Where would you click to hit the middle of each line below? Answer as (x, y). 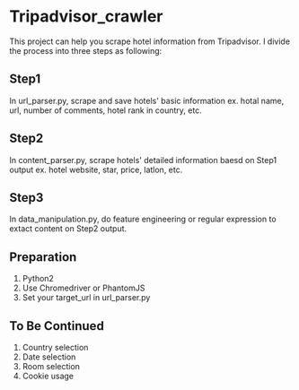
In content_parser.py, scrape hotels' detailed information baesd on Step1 (143, 160)
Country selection (55, 347)
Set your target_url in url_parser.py (86, 298)
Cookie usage (48, 376)
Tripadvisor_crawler (86, 17)
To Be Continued (57, 326)
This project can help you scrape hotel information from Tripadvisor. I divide (149, 41)
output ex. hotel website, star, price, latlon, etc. (96, 169)
